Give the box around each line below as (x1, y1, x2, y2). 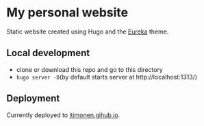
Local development (6, 47, 90, 59)
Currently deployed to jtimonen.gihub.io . (6, 111, 120, 119)
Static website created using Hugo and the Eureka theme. (6, 27, 169, 36)
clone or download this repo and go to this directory (16, 65, 164, 73)
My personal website (6, 5, 129, 21)
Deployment (6, 92, 60, 104)
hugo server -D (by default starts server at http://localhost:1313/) (16, 73, 198, 81)
